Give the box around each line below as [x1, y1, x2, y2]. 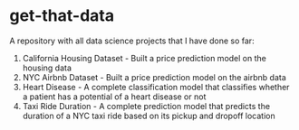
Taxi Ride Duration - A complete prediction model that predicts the [22, 100, 270, 111]
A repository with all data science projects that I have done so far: [9, 35, 256, 46]
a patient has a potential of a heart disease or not [22, 91, 207, 102]
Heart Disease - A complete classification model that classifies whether [22, 81, 290, 92]
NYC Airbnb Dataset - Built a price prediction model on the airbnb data [22, 71, 287, 82]
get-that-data [9, 5, 115, 26]
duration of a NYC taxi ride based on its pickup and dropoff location [22, 110, 275, 121]
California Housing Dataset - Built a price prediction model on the [22, 52, 267, 63]
